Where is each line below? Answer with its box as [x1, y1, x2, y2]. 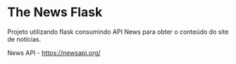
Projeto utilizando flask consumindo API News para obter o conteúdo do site [7, 27, 229, 36]
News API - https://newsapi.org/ [7, 49, 101, 57]
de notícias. [7, 34, 41, 43]
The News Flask [7, 4, 103, 20]
